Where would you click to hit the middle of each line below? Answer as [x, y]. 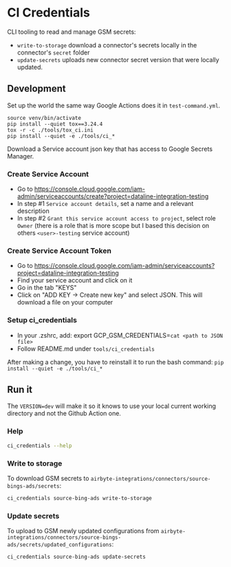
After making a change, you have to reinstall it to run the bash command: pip [115, 362]
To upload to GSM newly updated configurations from [83, 531]
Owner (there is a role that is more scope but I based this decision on [113, 226]
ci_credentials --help [40, 446]
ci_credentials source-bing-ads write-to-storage [80, 498]
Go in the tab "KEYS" [47, 288]
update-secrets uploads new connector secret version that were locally [118, 59]
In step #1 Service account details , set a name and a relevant [105, 204]
